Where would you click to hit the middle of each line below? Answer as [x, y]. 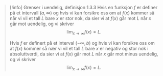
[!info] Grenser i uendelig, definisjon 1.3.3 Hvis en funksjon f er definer [84, 7]
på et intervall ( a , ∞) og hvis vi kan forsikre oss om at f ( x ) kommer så [82, 13]
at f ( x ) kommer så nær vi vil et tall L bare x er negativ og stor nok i [79, 48]
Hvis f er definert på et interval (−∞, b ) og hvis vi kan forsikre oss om [82, 43]
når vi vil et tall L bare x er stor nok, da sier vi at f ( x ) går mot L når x [80, 18]
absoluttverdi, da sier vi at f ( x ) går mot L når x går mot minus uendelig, [84, 54]
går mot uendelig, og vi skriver [42, 24]
